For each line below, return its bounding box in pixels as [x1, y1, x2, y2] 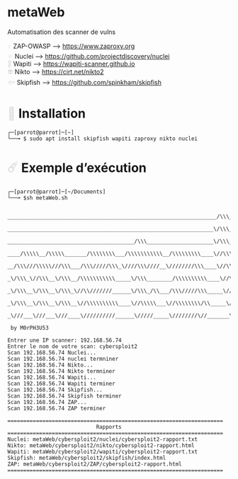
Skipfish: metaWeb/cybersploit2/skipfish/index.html [7, 454, 166, 461]
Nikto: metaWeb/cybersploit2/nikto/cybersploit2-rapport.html [7, 442, 195, 449]
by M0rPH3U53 [10, 324, 50, 331]
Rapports [96, 423, 122, 430]
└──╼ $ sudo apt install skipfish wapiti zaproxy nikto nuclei [7, 135, 198, 142]
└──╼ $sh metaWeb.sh [7, 194, 69, 202]
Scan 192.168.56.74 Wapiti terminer [7, 380, 115, 387]
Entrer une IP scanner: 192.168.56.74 [7, 337, 122, 344]
